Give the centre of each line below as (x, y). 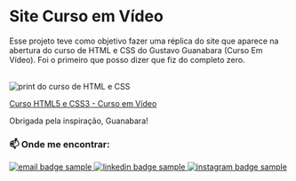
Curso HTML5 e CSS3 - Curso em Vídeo (83, 103)
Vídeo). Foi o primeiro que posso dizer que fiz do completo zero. (128, 59)
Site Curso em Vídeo (87, 16)
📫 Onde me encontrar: (60, 144)
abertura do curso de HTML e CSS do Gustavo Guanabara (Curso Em (136, 50)
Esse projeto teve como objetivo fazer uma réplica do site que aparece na (144, 41)
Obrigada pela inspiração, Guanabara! (79, 121)
